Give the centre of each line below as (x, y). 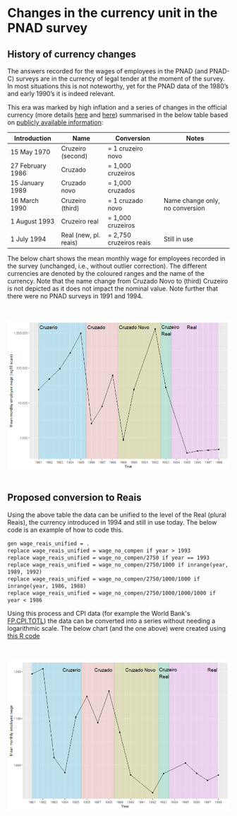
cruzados (121, 191)
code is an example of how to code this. (65, 530)
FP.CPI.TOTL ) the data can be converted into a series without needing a (111, 621)
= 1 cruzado (125, 200)
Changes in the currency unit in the (113, 13)
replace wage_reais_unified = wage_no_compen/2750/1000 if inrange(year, (118, 565)
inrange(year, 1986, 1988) (47, 586)
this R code (24, 636)
